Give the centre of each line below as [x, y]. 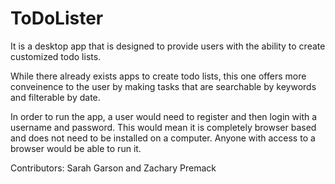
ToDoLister [57, 18]
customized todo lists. [56, 56]
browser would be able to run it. [76, 148]
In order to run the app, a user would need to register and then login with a [164, 116]
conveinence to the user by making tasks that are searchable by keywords [163, 86]
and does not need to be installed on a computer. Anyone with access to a [163, 138]
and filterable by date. [55, 97]
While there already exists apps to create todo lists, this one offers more [158, 76]
